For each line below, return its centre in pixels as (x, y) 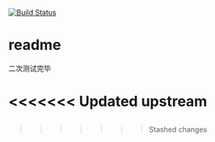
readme (35, 45)
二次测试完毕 (30, 68)
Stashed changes (178, 129)
